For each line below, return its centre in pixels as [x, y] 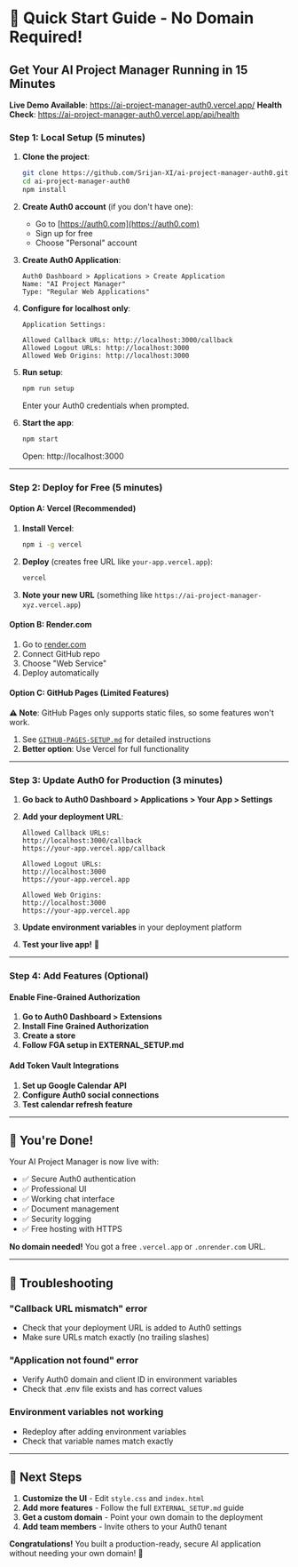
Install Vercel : [48, 528]
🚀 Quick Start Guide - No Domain [132, 18]
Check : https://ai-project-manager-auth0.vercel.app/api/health [125, 114]
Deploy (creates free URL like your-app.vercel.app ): [117, 561]
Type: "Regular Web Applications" [86, 292]
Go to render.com [54, 644]
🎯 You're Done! [51, 1140]
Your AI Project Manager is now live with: [84, 1162]
